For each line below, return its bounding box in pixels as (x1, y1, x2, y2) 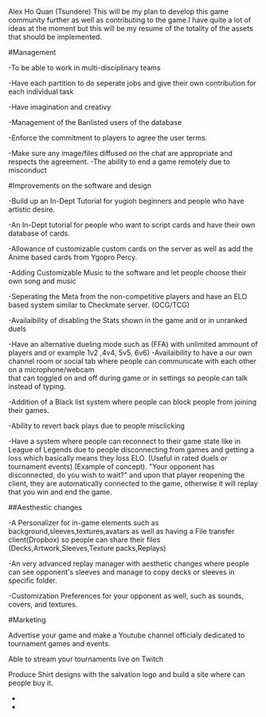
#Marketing (8, 615, 46, 624)
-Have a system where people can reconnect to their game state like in (8, 437, 241, 446)
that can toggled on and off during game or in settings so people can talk (8, 373, 248, 383)
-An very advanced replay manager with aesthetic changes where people (8, 559, 249, 568)
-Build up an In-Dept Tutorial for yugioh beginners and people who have (8, 197, 244, 205)
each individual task (8, 87, 74, 96)
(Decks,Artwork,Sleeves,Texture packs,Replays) (8, 544, 166, 552)
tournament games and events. (8, 639, 111, 648)
